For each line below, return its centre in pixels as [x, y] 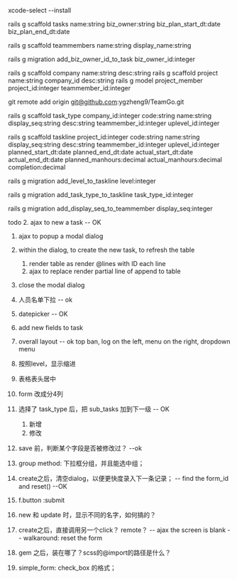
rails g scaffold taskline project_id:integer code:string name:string [104, 137]
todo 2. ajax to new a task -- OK [55, 222]
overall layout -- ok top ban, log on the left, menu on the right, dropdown [124, 341]
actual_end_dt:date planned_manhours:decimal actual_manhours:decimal [115, 160]
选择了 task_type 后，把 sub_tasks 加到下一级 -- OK [94, 409]
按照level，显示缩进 [47, 363]
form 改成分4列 [40, 394]
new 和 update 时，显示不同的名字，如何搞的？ [87, 515]
